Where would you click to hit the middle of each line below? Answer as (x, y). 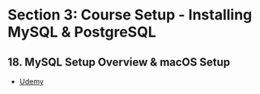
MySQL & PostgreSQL (82, 32)
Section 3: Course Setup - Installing (130, 15)
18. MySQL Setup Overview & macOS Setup (119, 62)
